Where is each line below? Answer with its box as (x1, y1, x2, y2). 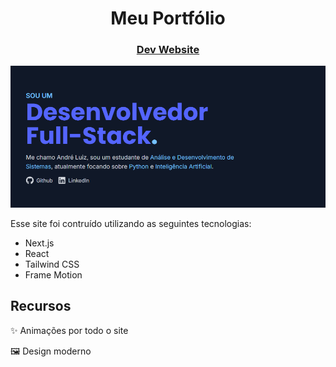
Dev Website (136, 43, 200, 57)
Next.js (24, 237, 55, 249)
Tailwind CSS (24, 258, 80, 270)
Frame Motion (24, 268, 83, 281)
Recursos (10, 298, 72, 315)
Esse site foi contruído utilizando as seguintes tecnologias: (10, 217, 252, 229)
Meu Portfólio (110, 7, 226, 30)
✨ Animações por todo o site (10, 324, 129, 336)
